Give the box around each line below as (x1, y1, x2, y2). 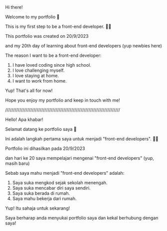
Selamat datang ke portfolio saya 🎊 (5, 126, 77, 132)
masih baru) (5, 160, 30, 166)
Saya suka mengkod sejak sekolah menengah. (12, 180, 108, 186)
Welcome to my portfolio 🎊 (5, 14, 60, 19)
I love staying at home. (12, 73, 59, 79)
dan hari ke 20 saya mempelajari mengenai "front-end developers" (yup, (5, 155, 155, 161)
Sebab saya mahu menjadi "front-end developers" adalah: (5, 170, 125, 176)
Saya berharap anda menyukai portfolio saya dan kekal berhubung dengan (5, 215, 159, 221)
